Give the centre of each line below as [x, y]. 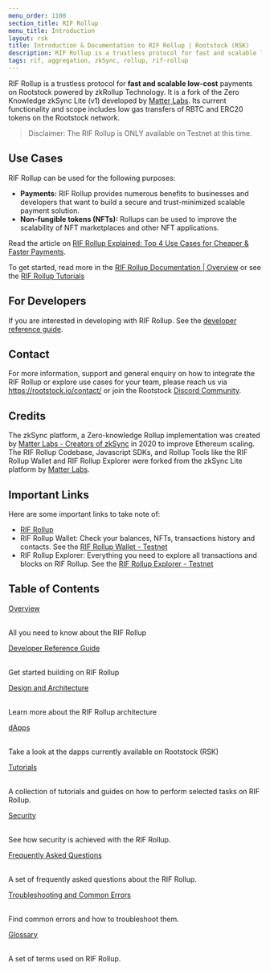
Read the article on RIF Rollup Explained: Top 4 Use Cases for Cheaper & [129, 243]
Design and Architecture [49, 687]
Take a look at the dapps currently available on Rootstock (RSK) [114, 752]
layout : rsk [28, 38]
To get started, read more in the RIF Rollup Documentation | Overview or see [135, 267]
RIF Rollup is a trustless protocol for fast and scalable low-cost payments [131, 83]
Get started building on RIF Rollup [64, 672]
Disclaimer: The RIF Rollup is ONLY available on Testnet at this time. [140, 133]
